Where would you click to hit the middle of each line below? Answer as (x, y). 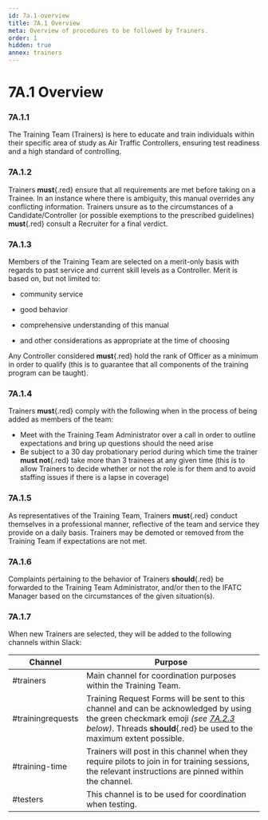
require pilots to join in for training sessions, (168, 762)
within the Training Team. (134, 686)
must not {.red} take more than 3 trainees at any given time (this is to (132, 461)
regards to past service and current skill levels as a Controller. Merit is (123, 270)
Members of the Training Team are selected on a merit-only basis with (124, 262)
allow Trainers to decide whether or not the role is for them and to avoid (138, 469)
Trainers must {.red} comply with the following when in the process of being (133, 411)
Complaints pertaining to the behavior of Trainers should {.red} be (116, 579)
